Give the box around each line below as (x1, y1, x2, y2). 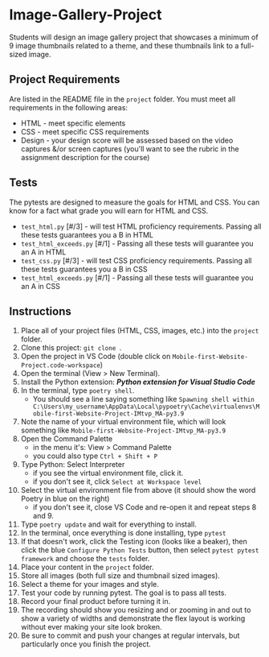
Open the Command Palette (20, 434, 113, 444)
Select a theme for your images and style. (20, 580, 160, 589)
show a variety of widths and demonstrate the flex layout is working (20, 614, 246, 623)
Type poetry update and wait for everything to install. (20, 519, 198, 529)
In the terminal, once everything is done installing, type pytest (20, 528, 226, 538)
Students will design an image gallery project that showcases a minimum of (9, 32, 259, 42)
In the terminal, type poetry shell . (20, 386, 135, 395)
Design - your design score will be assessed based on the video (20, 135, 234, 145)
